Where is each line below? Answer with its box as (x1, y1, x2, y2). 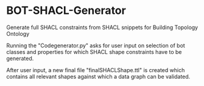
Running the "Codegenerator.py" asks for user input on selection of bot (6, 42, 186, 49)
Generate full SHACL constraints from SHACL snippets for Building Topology (6, 24, 199, 31)
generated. (6, 55, 34, 62)
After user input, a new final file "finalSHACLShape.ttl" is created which (6, 66, 185, 73)
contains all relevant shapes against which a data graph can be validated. (6, 73, 191, 80)
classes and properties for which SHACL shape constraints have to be (6, 48, 182, 55)
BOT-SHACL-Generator (6, 4, 126, 18)
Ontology (6, 30, 30, 37)
